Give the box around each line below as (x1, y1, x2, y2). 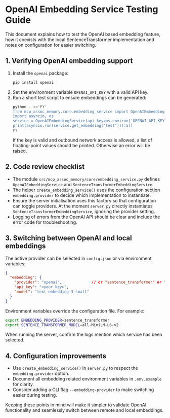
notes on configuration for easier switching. (5, 42, 96, 48)
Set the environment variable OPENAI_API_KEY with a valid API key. (12, 89, 149, 95)
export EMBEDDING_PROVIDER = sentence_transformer (5, 318, 110, 323)
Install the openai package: (12, 70, 69, 76)
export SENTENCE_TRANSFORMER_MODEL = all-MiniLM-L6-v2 (5, 322, 119, 328)
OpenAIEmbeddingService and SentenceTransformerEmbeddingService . (12, 181, 154, 187)
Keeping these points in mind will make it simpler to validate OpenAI (5, 402, 147, 408)
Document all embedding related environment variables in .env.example (12, 376, 162, 382)
